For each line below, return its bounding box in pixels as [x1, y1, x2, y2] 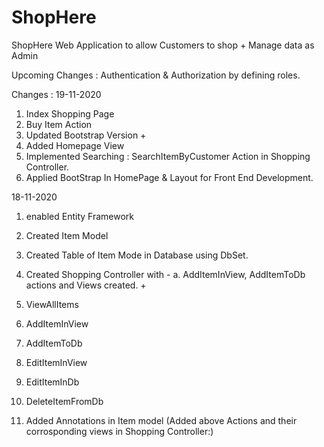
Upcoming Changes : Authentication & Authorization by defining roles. [11, 69, 301, 81]
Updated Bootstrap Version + [25, 129, 147, 141]
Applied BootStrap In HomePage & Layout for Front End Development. [25, 171, 314, 183]
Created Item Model [25, 229, 109, 241]
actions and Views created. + [25, 279, 147, 291]
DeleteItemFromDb [25, 395, 104, 407]
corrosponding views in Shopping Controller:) [25, 425, 214, 437]
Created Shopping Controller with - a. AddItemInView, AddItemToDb [25, 268, 306, 280]
